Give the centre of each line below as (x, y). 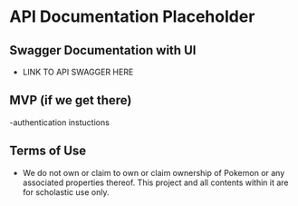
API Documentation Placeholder (132, 17)
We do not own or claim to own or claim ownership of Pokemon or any (154, 172)
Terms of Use (48, 151)
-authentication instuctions (60, 122)
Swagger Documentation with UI (103, 50)
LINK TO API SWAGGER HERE (78, 72)
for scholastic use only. (66, 191)
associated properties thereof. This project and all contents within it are (155, 182)
